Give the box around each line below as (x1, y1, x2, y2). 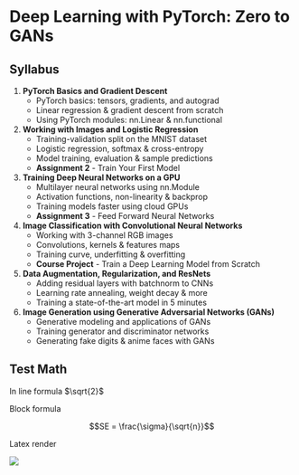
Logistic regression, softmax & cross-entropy (35, 143, 204, 154)
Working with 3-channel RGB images (35, 230, 173, 241)
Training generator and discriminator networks (35, 326, 210, 337)
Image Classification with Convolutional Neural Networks (22, 220, 243, 231)
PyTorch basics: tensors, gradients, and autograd (35, 95, 220, 106)
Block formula (9, 403, 61, 413)
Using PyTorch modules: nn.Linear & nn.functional (35, 115, 223, 125)
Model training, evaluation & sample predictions (35, 153, 214, 164)
